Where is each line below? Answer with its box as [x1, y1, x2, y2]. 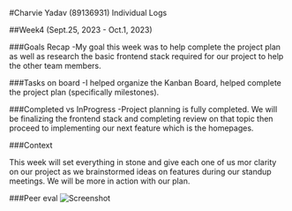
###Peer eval [9, 193, 58, 203]
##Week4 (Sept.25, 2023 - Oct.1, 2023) [9, 25, 153, 34]
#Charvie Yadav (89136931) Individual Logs [9, 8, 168, 18]
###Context [9, 140, 53, 150]
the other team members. [9, 61, 101, 71]
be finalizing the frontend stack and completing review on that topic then [9, 114, 273, 124]
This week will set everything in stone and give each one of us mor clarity [9, 157, 277, 167]
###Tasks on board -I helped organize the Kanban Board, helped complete [9, 78, 282, 87]
